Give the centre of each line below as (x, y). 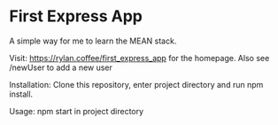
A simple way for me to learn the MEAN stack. (93, 41)
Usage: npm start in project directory (77, 111)
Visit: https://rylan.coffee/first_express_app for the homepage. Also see (139, 58)
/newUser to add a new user (61, 67)
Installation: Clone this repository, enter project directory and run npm (136, 84)
